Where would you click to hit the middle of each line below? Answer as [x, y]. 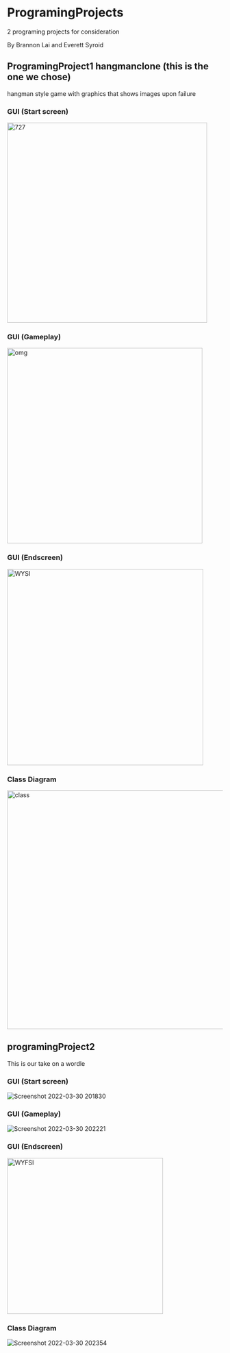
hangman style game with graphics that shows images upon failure [102, 93]
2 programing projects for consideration [63, 32]
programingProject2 [51, 1047]
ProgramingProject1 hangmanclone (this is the [108, 66]
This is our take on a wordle [46, 1063]
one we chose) [39, 77]
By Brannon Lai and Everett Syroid [55, 45]
